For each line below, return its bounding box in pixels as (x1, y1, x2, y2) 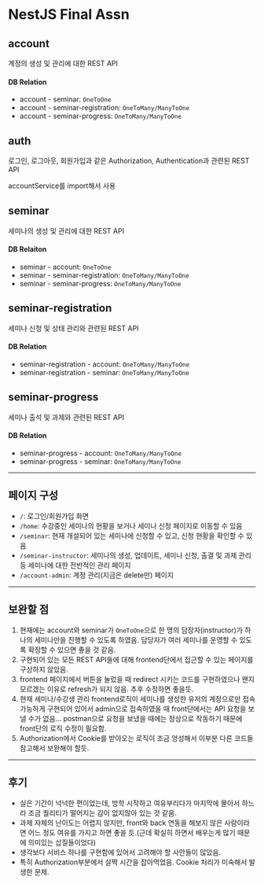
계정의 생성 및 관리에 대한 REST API (8, 59, 119, 68)
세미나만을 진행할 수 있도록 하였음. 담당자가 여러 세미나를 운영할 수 (34, 635, 238, 644)
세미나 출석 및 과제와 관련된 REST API (8, 412, 124, 422)
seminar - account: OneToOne (19, 262, 112, 272)
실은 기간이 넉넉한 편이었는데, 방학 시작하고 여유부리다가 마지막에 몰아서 (19, 798, 240, 808)
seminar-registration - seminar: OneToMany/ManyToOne (19, 368, 190, 378)
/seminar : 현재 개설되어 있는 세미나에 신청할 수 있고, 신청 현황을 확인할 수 (19, 531, 245, 540)
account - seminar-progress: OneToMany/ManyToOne (19, 112, 182, 121)
